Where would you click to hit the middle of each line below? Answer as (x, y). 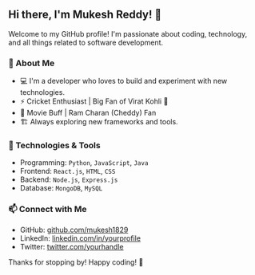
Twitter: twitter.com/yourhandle (72, 246)
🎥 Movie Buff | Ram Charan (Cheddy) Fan (88, 113)
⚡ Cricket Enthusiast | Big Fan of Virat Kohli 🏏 (94, 101)
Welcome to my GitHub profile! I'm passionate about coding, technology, (128, 33)
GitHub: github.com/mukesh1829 (74, 230)
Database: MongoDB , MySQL (61, 188)
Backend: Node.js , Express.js (69, 179)
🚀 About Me (32, 63)
